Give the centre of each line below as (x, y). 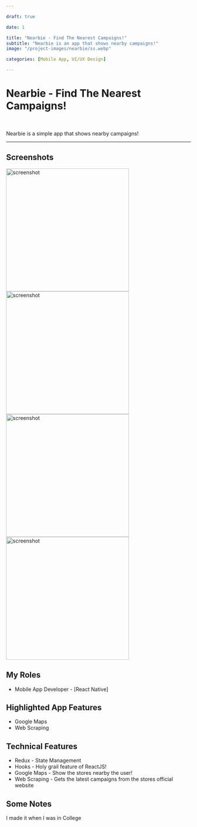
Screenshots (30, 157)
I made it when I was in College (44, 818)
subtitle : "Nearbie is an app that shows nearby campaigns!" (82, 43)
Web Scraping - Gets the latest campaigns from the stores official (94, 779)
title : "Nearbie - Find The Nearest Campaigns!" (67, 38)
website (24, 785)
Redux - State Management (48, 761)
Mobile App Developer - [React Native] (61, 689)
